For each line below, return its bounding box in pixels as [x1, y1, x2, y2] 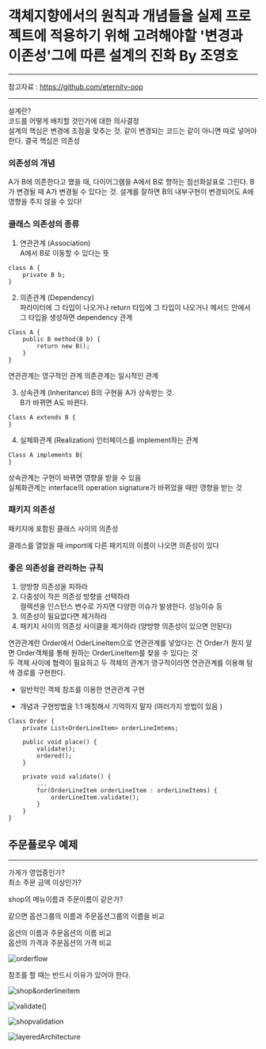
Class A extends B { [8, 413, 77, 421]
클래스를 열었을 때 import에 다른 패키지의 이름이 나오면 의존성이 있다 [8, 540, 219, 550]
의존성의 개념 [8, 158, 55, 169]
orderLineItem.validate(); [50, 793, 140, 802]
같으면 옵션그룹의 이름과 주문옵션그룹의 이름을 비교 [8, 911, 165, 921]
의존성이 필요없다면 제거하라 [19, 611, 108, 621]
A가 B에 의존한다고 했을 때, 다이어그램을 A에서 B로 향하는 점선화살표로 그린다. [8, 177, 249, 187]
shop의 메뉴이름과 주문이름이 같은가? [8, 894, 123, 903]
